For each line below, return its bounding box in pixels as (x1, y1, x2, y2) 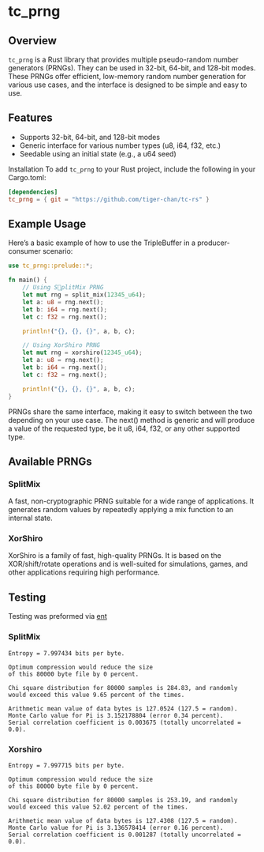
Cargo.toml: (8, 172, 46, 182)
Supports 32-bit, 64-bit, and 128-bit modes (19, 132, 160, 141)
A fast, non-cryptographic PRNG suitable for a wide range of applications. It (8, 496, 255, 506)
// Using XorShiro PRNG (22, 341, 101, 349)
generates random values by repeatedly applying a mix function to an (8, 505, 234, 515)
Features (8, 111, 53, 125)
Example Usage (8, 217, 87, 231)
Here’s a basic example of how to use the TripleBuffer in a (8, 238, 195, 247)
